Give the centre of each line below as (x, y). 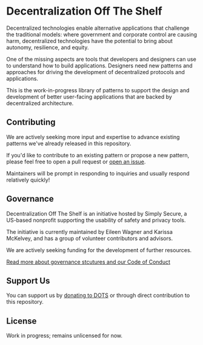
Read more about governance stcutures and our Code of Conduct (88, 262)
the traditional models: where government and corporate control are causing (102, 34)
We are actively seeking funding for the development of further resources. (99, 250)
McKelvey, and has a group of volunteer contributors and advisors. (90, 238)
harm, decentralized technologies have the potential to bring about (89, 41)
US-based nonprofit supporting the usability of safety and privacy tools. (96, 220)
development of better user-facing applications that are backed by (89, 97)
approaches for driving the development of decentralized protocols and (95, 72)
